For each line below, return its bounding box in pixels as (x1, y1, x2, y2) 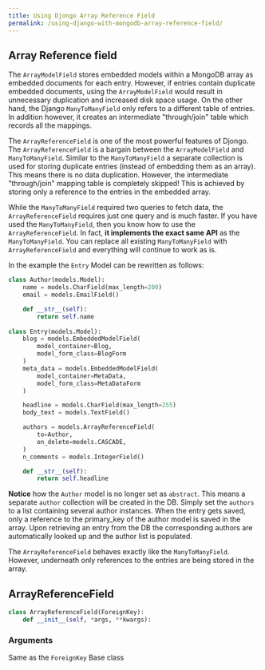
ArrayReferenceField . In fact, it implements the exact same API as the (8, 228, 240, 238)
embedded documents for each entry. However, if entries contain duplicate (8, 78, 255, 88)
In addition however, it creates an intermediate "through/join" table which (8, 113, 249, 122)
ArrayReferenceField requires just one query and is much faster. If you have (8, 211, 258, 220)
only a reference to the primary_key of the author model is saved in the (8, 514, 241, 524)
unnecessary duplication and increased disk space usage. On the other (8, 95, 243, 105)
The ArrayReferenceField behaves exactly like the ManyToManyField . (8, 547, 230, 557)
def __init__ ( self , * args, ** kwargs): (22, 616, 152, 624)
